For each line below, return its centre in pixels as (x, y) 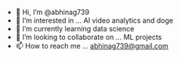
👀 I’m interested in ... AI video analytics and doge (94, 20)
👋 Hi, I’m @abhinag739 (52, 12)
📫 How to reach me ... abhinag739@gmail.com (92, 46)
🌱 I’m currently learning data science (75, 29)
